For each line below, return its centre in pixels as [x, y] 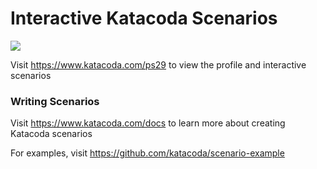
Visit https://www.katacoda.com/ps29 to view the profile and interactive [158, 64]
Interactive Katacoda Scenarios [144, 18]
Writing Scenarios [55, 101]
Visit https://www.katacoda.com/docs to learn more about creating [148, 123]
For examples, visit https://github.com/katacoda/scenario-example [147, 153]
